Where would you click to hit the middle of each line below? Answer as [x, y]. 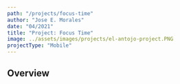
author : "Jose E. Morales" [46, 20]
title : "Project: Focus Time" [50, 33]
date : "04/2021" [30, 26]
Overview [29, 73]
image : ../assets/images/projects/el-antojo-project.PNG [90, 39]
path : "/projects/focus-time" [50, 13]
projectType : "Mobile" [40, 45]
